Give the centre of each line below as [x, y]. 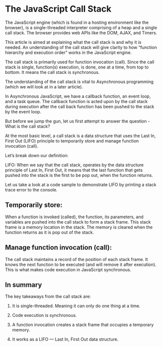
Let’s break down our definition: [37, 155]
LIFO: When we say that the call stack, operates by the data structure [74, 165]
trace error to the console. [31, 190]
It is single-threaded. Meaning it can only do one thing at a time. [76, 306]
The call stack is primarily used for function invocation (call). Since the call [80, 62]
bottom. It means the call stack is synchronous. [52, 72]
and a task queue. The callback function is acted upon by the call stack [76, 101]
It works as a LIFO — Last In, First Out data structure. [65, 339]
